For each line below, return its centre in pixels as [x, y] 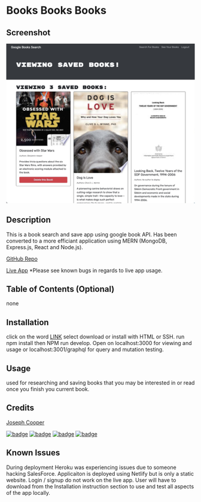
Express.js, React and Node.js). [45, 247]
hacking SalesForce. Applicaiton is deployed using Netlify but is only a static [100, 473]
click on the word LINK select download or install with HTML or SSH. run [95, 337]
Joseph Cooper [25, 422]
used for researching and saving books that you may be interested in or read [100, 382]
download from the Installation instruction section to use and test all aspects [100, 486]
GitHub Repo [22, 259]
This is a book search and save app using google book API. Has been [92, 234]
